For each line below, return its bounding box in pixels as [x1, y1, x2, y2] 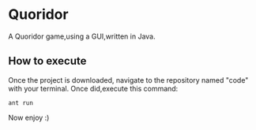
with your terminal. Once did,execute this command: [8, 84, 179, 93]
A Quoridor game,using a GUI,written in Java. [8, 32, 156, 41]
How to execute [8, 54, 87, 68]
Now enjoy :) [8, 113, 50, 122]
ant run [8, 98, 34, 107]
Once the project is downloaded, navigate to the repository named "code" [8, 75, 249, 84]
